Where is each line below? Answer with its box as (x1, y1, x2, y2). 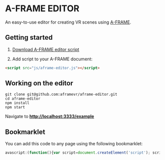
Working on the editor (5, 79, 74, 87)
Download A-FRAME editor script (12, 46, 80, 52)
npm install (5, 101, 29, 106)
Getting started (5, 33, 53, 42)
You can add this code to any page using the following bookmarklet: (5, 141, 143, 147)
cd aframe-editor (5, 96, 41, 101)
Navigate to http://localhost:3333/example (5, 113, 94, 119)
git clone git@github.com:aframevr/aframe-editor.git (5, 92, 118, 97)
